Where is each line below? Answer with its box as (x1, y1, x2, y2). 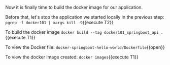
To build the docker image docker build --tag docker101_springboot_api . (5, 29, 163, 35)
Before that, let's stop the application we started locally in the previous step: (5, 14, 164, 20)
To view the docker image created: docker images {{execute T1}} (5, 54, 139, 60)
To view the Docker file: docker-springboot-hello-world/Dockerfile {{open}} (5, 44, 165, 50)
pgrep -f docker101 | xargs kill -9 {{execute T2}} (5, 20, 114, 25)
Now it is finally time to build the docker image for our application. (5, 5, 143, 10)
